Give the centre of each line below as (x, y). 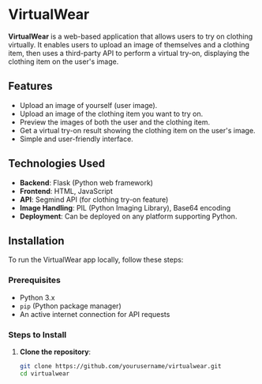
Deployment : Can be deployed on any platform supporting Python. (128, 216)
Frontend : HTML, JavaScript (66, 191)
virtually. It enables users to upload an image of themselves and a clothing (129, 44)
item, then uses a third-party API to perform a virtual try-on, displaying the (129, 53)
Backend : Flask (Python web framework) (86, 182)
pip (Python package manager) (70, 306)
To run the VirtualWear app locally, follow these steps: (96, 260)
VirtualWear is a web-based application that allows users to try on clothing (131, 36)
